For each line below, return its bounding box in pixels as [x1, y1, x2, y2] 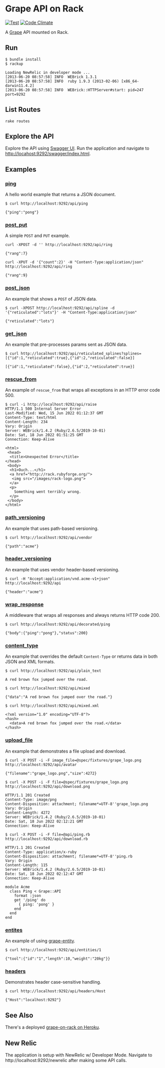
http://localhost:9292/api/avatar [5, 762, 77, 767]
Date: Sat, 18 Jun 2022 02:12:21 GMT [5, 819, 84, 824]
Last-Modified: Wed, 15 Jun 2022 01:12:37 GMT [5, 411, 104, 416]
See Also [5, 1011, 33, 1020]
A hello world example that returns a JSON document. [5, 192, 116, 198]
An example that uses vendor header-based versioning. [5, 566, 120, 572]
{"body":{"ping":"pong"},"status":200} [5, 631, 88, 636]
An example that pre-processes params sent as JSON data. [5, 341, 128, 347]
